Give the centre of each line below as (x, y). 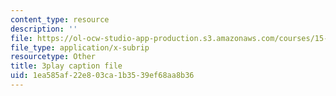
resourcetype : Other (53, 57)
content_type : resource (60, 19)
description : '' (44, 29)
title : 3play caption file (66, 66)
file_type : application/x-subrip (80, 47)
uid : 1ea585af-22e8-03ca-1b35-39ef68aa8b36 (102, 76)
